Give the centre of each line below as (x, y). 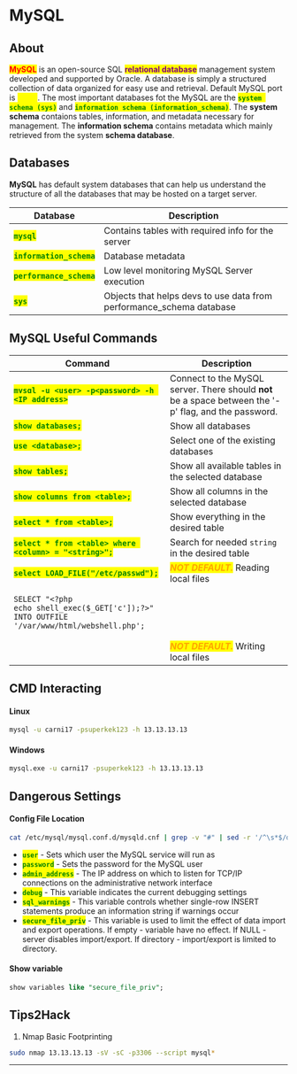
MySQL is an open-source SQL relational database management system (142, 69)
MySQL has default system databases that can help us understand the (138, 184)
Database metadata (145, 256)
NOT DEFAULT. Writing (217, 645)
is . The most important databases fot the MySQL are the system (136, 97)
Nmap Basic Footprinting (67, 1036)
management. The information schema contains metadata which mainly (141, 126)
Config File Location (47, 819)
